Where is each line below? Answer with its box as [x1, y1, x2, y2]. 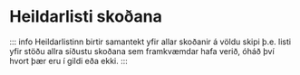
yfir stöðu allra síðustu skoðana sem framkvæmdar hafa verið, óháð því [9, 45, 275, 56]
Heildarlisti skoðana [9, 6, 163, 27]
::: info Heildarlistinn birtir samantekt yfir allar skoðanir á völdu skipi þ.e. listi [9, 36, 292, 47]
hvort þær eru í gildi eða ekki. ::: [9, 55, 129, 66]
